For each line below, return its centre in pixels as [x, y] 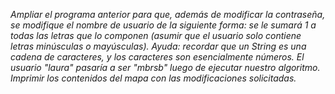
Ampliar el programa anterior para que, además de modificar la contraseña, [168, 14]
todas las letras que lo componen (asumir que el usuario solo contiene [156, 35]
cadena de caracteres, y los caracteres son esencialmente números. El [157, 57]
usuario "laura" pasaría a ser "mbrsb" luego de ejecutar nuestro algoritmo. [165, 67]
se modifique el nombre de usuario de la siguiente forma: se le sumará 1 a [163, 25]
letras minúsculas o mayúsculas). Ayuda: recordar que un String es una [158, 46]
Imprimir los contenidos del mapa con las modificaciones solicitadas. [153, 78]
